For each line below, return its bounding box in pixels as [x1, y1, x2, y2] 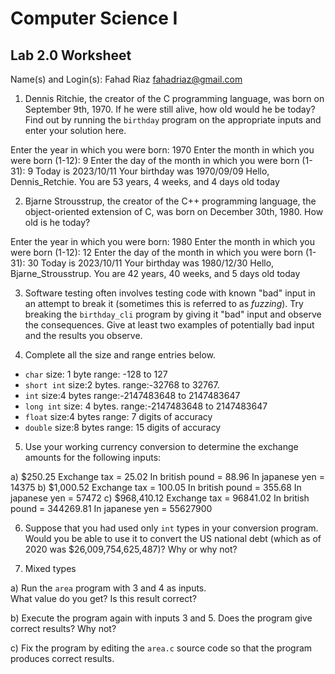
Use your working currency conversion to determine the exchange [24, 441, 299, 452]
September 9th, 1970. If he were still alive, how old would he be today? [24, 103, 316, 115]
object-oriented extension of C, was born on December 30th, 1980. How [24, 206, 324, 217]
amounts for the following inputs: [24, 452, 162, 463]
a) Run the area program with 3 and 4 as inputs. [10, 582, 207, 594]
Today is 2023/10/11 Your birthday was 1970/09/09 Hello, [35, 165, 270, 177]
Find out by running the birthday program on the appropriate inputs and [24, 114, 322, 126]
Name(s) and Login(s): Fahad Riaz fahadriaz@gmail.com [10, 73, 243, 85]
